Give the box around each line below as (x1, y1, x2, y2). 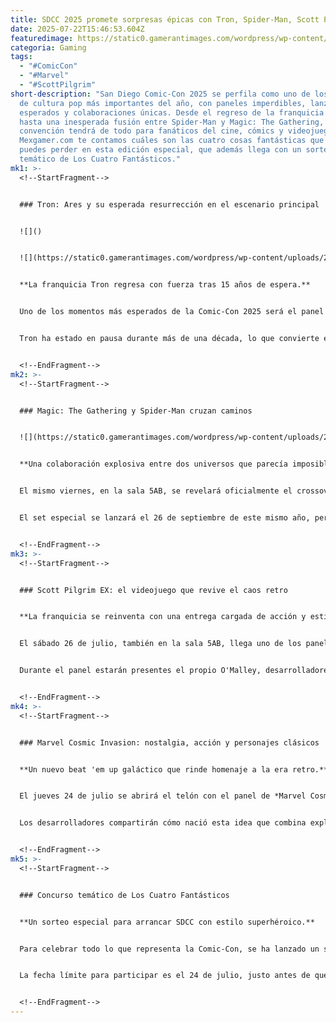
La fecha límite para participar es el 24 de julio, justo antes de (19, 971, 311, 981)
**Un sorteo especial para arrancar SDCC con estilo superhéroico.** (19, 917, 315, 927)
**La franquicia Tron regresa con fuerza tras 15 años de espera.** (19, 280, 311, 290)
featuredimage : (10, 33, 74, 43)
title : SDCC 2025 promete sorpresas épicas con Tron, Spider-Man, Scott (10, 14, 320, 25)
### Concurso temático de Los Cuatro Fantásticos (19, 890, 230, 900)
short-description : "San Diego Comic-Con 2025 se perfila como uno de (10, 89, 311, 99)
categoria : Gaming (10, 42, 87, 53)
